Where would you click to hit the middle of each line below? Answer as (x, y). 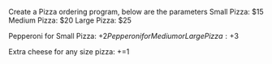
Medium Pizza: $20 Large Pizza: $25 (70, 20)
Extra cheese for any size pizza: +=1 (69, 51)
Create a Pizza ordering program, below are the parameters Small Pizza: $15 (136, 12)
